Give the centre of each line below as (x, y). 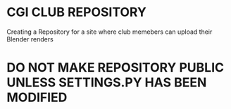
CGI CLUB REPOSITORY (77, 12)
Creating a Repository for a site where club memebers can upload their (110, 32)
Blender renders (30, 39)
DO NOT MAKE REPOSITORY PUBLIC (115, 68)
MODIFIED (37, 97)
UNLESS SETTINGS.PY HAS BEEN (107, 83)
